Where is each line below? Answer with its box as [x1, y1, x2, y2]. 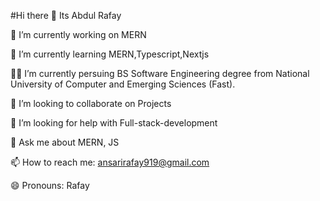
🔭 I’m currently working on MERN [10, 29, 147, 40]
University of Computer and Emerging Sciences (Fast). [10, 78, 236, 90]
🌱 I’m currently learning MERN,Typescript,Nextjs [10, 48, 210, 60]
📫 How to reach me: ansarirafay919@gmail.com [10, 156, 210, 168]
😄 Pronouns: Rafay [10, 180, 90, 191]
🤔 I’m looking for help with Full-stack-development [10, 117, 218, 129]
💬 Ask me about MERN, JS [10, 136, 120, 148]
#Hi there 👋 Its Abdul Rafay [10, 10, 122, 21]
